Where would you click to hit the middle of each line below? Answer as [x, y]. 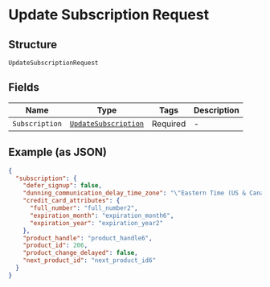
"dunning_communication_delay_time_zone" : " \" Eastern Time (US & [135, 193]
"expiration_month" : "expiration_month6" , [102, 215]
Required [169, 124]
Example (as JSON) [57, 152]
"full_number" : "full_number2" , [84, 208]
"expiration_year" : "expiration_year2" [96, 223]
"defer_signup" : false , [63, 186]
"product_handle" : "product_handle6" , [88, 238]
